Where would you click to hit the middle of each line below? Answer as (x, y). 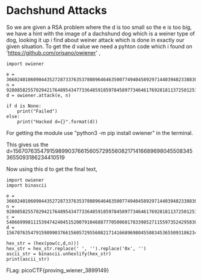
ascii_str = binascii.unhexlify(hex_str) (59, 254)
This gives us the (27, 145)
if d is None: (24, 106)
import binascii (26, 185)
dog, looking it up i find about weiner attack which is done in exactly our (95, 40)
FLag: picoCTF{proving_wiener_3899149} (58, 270)
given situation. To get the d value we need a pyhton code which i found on (99, 46)
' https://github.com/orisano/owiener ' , (54, 52)
